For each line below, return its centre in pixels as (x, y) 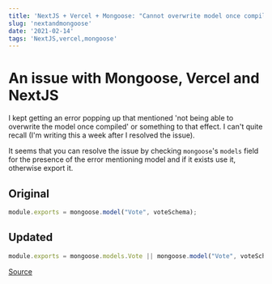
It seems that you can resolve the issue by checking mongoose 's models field (134, 151)
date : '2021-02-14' (41, 31)
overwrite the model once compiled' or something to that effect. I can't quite (136, 127)
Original (29, 194)
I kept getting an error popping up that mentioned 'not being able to (121, 118)
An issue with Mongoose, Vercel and (134, 78)
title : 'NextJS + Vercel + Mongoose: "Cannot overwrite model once (125, 16)
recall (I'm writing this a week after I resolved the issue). (102, 135)
